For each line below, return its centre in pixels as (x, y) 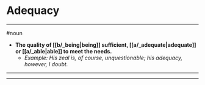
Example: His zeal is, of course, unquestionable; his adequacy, (103, 58)
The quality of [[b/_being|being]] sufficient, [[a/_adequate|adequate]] (106, 45)
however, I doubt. (46, 64)
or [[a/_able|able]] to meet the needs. (63, 51)
